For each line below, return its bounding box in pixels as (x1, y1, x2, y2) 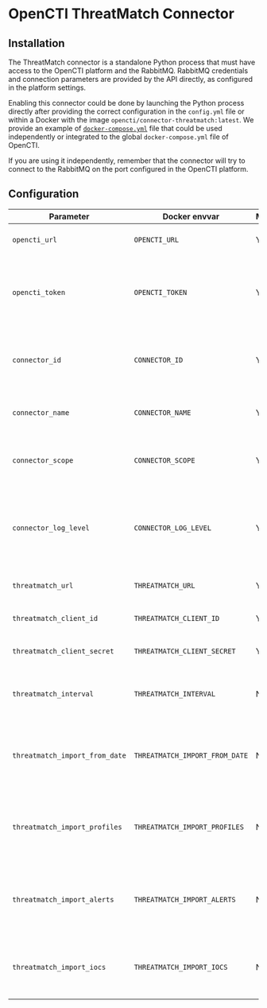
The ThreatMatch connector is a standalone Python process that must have (8, 57, 256, 67)
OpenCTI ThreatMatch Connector (8, 5, 234, 23)
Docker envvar (162, 211, 220, 222)
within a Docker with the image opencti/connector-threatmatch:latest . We (8, 115, 254, 124)
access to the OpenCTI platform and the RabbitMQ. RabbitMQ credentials (8, 66, 249, 76)
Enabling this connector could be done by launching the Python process (8, 99, 245, 107)
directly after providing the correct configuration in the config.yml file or (8, 107, 245, 116)
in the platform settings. (8, 83, 86, 92)
